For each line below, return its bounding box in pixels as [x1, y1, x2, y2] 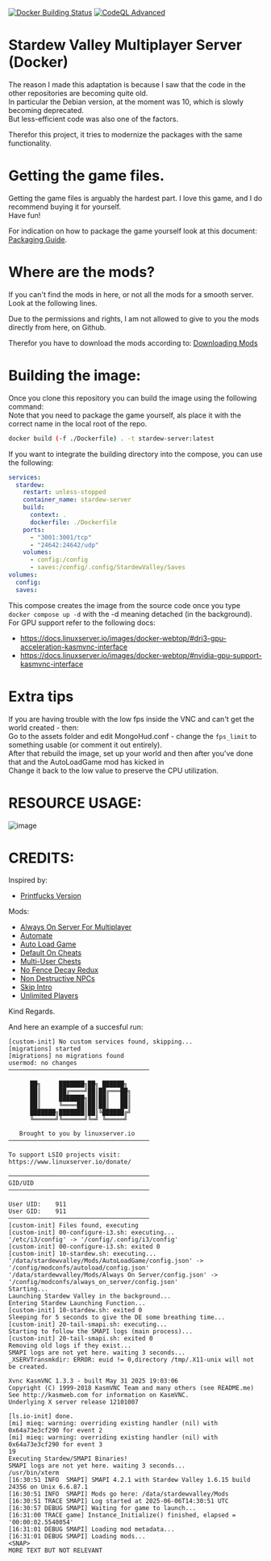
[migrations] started [8, 1045, 81, 1053]
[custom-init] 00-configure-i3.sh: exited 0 [8, 1243, 161, 1251]
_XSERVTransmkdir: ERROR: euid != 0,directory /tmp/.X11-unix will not [8, 1356, 254, 1364]
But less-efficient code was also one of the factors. [8, 114, 179, 124]
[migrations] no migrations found [8, 1052, 125, 1060]
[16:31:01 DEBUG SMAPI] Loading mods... [8, 1533, 147, 1541]
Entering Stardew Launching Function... [8, 1299, 147, 1307]
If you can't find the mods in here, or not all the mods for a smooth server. [8, 289, 254, 299]
